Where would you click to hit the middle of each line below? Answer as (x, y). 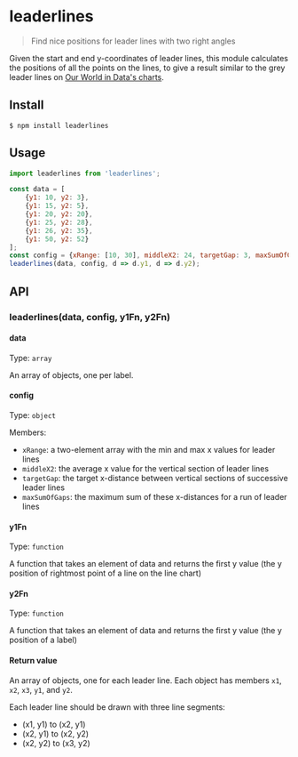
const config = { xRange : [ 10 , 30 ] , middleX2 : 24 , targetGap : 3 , (130, 255)
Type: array (31, 358)
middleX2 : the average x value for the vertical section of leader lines (145, 468)
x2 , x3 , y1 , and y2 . (41, 689)
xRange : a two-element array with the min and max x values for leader (149, 449)
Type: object (32, 415)
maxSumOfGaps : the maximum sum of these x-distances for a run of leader (154, 496)
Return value (33, 660)
